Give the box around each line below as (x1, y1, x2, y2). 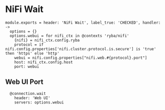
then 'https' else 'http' (5, 51, 59, 56)
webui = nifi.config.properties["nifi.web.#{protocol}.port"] (14, 55, 147, 60)
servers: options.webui (14, 99, 64, 105)
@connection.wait (10, 91, 46, 96)
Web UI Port (5, 78, 44, 86)
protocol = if (14, 42, 44, 47)
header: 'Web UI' (14, 95, 51, 100)
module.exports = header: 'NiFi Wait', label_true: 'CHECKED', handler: (5, 20, 161, 25)
